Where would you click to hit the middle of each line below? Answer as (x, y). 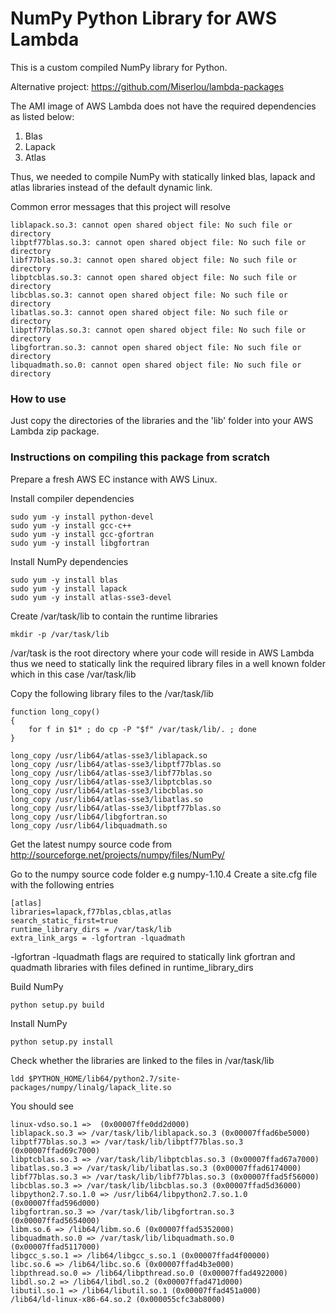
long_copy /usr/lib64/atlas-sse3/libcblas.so (106, 790)
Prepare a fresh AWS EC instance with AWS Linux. (114, 479)
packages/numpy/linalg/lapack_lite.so (91, 1087)
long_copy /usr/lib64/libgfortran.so (89, 817)
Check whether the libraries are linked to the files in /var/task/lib (142, 1060)
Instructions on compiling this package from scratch (140, 457)
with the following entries (62, 884)
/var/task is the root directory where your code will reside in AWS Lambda (162, 653)
